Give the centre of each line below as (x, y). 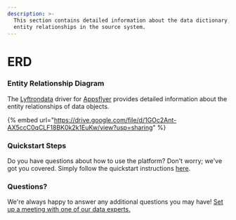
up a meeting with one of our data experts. (69, 209)
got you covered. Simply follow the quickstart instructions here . (99, 169)
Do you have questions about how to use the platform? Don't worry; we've (115, 161)
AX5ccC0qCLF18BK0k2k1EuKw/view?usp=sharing (80, 127)
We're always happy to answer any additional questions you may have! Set (115, 202)
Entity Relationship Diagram (56, 84)
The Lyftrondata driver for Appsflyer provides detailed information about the (117, 98)
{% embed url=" (31, 119)
